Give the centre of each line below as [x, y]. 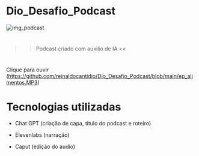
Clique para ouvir [28, 70]
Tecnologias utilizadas [64, 107]
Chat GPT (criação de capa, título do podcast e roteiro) [83, 124]
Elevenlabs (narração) [42, 135]
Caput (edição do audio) [45, 147]
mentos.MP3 [22, 83]
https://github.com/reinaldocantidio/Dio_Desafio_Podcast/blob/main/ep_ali [101, 76]
